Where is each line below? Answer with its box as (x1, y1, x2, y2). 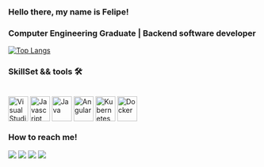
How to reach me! (8, 132, 78, 143)
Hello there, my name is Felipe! (8, 6, 129, 17)
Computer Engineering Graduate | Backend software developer (8, 27, 256, 38)
